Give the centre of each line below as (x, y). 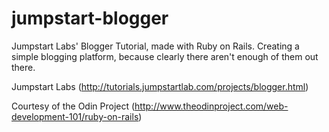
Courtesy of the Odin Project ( (73, 106)
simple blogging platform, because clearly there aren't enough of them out (165, 56)
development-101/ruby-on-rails (75, 116)
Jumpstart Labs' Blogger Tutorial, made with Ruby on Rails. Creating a (155, 46)
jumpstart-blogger (90, 18)
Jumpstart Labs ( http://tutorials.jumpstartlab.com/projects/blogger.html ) (160, 86)
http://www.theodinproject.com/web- (211, 106)
